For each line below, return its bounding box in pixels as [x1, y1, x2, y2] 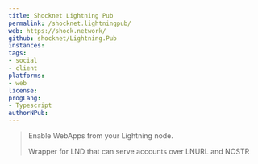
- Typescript [8, 101, 52, 109]
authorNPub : [8, 109, 48, 117]
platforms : [8, 72, 45, 80]
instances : [8, 42, 45, 50]
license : [8, 86, 38, 95]
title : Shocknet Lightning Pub [8, 11, 114, 20]
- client [8, 64, 38, 72]
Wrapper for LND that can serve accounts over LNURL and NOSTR [27, 146, 250, 156]
